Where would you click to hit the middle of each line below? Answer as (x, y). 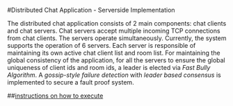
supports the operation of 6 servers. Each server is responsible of (102, 45)
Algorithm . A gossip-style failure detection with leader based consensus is (114, 75)
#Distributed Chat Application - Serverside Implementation (91, 10)
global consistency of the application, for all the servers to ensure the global (116, 60)
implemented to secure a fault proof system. (71, 82)
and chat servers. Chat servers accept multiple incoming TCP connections (114, 31)
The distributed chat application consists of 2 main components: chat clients (117, 23)
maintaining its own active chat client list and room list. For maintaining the (114, 53)
